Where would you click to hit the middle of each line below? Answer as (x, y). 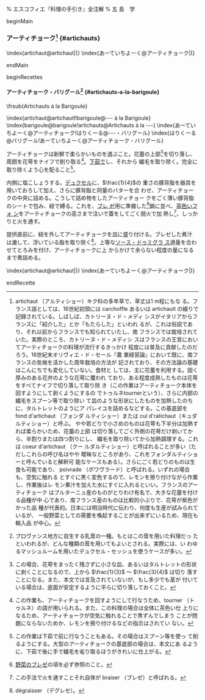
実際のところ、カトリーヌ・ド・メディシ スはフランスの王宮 (107, 339)
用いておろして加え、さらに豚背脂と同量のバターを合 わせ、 (82, 190)
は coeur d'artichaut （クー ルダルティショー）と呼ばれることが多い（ (103, 446)
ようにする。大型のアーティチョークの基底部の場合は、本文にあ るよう (109, 644)
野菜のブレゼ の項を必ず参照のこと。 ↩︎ (64, 664)
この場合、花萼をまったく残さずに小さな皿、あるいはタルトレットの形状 (106, 564)
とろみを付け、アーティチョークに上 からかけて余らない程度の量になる (105, 250)
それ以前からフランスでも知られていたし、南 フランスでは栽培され (109, 332)
